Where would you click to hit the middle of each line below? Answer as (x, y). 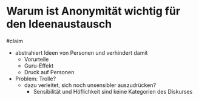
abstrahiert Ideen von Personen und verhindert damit (81, 52)
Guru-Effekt (39, 66)
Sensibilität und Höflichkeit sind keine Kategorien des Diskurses (113, 91)
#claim (15, 41)
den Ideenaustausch (59, 24)
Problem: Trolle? (35, 78)
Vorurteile (36, 59)
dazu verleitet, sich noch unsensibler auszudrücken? (90, 85)
